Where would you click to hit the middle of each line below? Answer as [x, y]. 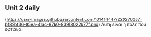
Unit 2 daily [22, 8]
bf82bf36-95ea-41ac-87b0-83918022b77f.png [52, 24]
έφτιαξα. [14, 29]
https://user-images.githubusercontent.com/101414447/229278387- [74, 19]
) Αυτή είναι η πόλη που [122, 24]
